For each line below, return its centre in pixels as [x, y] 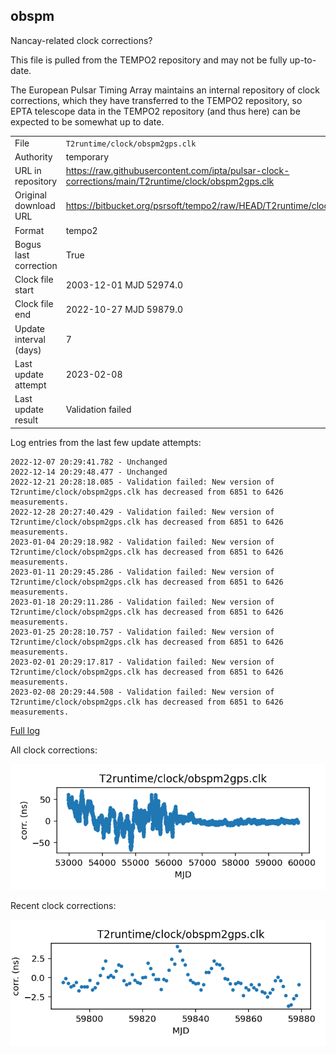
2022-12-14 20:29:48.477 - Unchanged [89, 472]
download [35, 206]
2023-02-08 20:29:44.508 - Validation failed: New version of [142, 692]
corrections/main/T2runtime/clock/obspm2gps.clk [170, 181]
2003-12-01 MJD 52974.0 [124, 285]
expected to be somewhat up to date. [87, 121]
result [26, 420]
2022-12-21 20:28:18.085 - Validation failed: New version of [142, 482]
